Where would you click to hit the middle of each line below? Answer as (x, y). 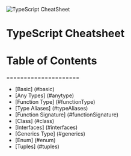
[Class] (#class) (35, 121)
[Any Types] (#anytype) (44, 95)
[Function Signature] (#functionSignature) (67, 115)
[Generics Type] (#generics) (50, 134)
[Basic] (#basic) (35, 89)
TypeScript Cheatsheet (65, 34)
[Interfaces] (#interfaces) (46, 127)
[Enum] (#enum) (35, 140)
